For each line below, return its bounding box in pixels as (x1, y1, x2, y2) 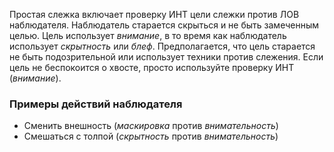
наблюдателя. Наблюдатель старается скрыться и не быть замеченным (9, 19, 319, 31)
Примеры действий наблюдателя (9, 97, 183, 111)
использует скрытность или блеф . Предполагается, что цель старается (9, 40, 316, 52)
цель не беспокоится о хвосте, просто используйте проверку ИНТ (9, 62, 295, 73)
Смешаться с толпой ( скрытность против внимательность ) (23, 130, 279, 143)
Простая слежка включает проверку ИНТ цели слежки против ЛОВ (9, 9, 300, 20)
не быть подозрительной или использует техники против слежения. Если (9, 51, 324, 63)
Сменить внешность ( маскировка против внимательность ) (23, 120, 279, 132)
